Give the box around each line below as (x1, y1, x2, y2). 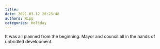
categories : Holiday (5, 20, 47, 25)
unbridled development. (5, 39, 53, 45)
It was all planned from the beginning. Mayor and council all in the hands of (5, 34, 155, 39)
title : (5, 7, 18, 12)
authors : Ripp (5, 16, 34, 21)
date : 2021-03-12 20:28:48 (5, 12, 60, 16)
